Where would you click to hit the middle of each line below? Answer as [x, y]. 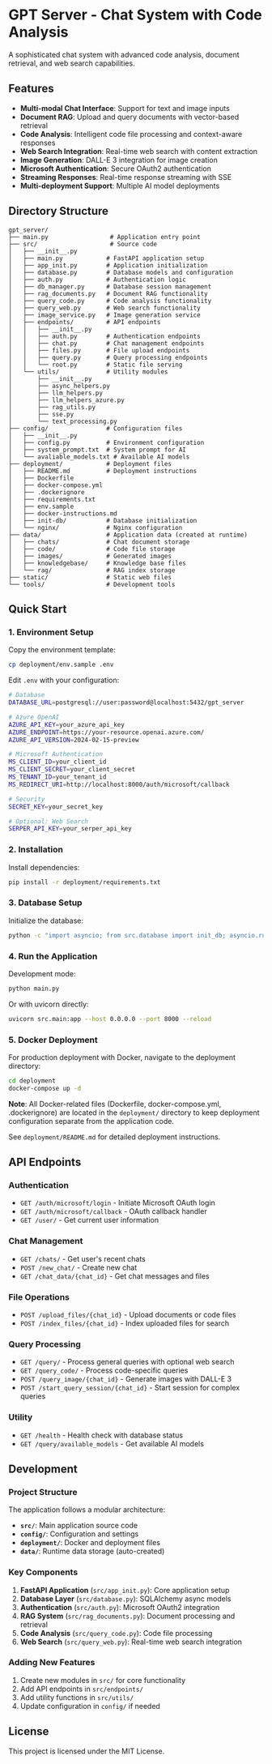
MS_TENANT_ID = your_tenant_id [57, 777]
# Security [27, 799]
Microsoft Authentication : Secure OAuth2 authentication [116, 169]
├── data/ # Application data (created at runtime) [128, 535]
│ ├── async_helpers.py [59, 386]
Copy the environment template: [62, 650]
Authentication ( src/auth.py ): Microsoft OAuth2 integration [120, 1607]
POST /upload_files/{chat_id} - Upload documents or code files [128, 1314]
